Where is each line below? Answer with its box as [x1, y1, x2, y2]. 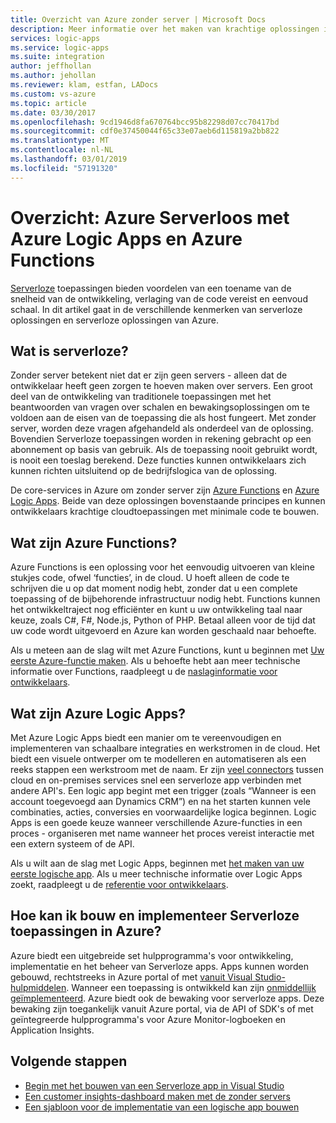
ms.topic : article [10, 98, 87, 108]
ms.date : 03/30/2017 [10, 107, 97, 118]
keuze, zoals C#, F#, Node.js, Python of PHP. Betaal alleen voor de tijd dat [10, 614, 316, 626]
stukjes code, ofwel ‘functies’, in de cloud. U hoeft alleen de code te [10, 572, 290, 584]
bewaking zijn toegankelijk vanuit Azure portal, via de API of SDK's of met [10, 1002, 314, 1015]
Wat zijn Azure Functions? [10, 534, 178, 551]
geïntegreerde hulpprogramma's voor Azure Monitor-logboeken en [10, 1013, 287, 1025]
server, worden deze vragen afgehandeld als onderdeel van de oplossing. [10, 422, 314, 435]
